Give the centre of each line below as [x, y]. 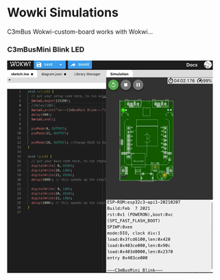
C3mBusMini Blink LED [46, 49]
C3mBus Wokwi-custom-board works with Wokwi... [80, 32]
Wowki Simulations [63, 13]
